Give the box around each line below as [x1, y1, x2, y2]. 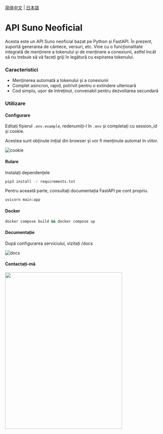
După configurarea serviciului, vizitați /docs [5, 240, 93, 246]
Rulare [5, 158, 19, 164]
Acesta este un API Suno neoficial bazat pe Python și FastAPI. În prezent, [5, 38, 153, 44]
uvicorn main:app [5, 197, 41, 203]
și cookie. [5, 128, 24, 134]
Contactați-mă [5, 261, 36, 267]
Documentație [5, 229, 35, 235]
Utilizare [5, 100, 26, 107]
